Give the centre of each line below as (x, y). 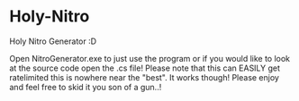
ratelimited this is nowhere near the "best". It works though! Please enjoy (144, 77)
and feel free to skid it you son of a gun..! (86, 87)
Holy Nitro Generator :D (53, 41)
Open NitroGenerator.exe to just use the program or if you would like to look (150, 58)
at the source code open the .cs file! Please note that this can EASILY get (145, 68)
